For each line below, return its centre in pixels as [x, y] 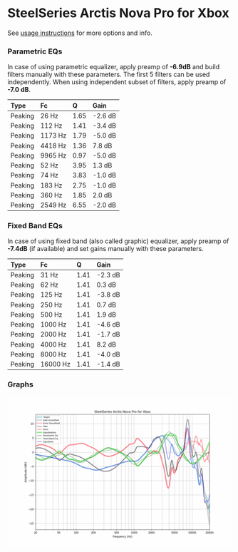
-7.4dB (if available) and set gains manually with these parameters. [106, 249]
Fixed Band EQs [35, 225]
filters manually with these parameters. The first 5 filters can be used [109, 75]
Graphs [20, 384]
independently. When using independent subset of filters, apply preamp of [117, 82]
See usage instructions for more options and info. [80, 33]
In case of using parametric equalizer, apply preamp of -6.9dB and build [114, 67]
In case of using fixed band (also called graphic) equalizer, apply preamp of [118, 241]
